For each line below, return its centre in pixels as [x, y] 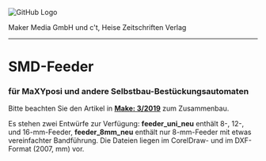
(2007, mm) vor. [59, 149]
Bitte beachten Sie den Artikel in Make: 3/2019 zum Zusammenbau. [119, 109]
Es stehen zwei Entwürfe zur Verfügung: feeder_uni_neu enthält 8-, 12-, [126, 124]
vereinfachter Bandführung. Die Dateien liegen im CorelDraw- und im [121, 140]
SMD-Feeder [51, 67]
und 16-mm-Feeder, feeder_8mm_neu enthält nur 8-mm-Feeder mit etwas [130, 132]
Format [20, 149]
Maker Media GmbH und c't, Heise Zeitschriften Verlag [97, 27]
